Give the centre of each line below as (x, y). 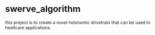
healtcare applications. (28, 27)
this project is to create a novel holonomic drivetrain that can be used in (78, 22)
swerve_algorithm (43, 9)
